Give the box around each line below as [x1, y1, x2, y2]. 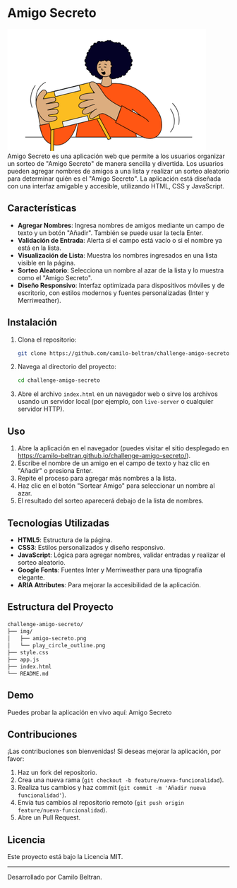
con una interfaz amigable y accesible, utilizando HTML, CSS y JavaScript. [7, 181, 224, 190]
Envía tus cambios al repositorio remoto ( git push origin [17, 798, 185, 807]
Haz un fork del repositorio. [17, 768, 97, 777]
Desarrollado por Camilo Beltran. [7, 873, 102, 882]
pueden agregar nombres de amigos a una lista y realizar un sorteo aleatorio [7, 167, 230, 175]
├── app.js [7, 656, 39, 663]
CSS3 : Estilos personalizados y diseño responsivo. [17, 543, 166, 551]
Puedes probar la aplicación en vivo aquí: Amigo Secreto [7, 708, 172, 716]
